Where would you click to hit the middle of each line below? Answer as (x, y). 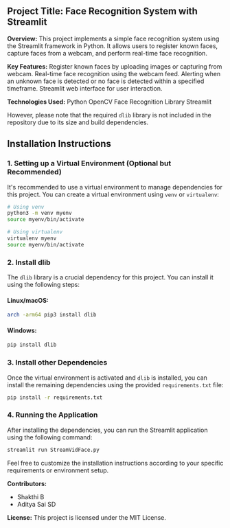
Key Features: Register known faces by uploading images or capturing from (115, 66)
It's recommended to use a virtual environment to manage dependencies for (115, 187)
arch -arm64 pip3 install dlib (52, 315)
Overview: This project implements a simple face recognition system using (113, 38)
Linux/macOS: (28, 300)
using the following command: (50, 437)
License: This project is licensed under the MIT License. (87, 517)
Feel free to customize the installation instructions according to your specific (115, 463)
